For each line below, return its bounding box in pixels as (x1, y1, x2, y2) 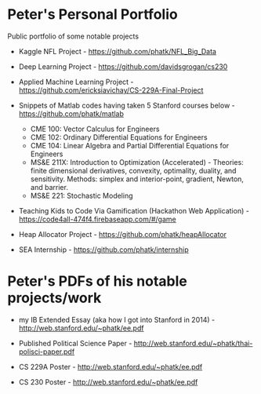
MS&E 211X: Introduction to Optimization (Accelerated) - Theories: (30, 157, 244, 166)
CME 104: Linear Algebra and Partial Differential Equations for (30, 140, 230, 150)
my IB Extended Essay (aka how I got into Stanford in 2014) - (18, 315, 216, 324)
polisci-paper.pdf (18, 347, 75, 356)
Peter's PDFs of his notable (7, 272, 187, 290)
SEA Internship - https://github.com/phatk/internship (18, 245, 189, 254)
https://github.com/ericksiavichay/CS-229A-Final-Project (18, 85, 204, 95)
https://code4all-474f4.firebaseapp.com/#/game (18, 214, 177, 224)
